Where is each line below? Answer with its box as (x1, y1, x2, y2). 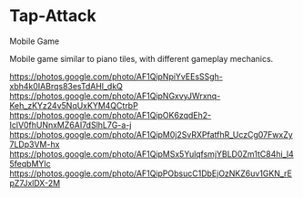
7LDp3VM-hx (9, 139, 60, 150)
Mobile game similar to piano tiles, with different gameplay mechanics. (9, 53, 274, 64)
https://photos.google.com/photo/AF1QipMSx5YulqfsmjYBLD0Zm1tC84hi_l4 (9, 148, 294, 160)
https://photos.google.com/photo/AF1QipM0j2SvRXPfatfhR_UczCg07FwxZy (9, 129, 293, 140)
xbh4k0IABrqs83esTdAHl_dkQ (9, 80, 123, 91)
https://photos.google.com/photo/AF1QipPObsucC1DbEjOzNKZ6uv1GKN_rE (9, 168, 293, 179)
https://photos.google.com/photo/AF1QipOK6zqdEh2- (9, 109, 212, 120)
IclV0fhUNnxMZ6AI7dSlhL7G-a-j (9, 119, 132, 130)
